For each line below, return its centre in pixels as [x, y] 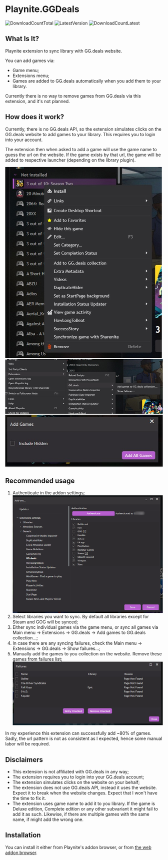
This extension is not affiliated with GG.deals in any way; [70, 771]
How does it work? [35, 117]
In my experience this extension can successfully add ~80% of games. [78, 733]
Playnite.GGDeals [42, 9]
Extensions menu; [31, 76]
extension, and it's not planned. [37, 101]
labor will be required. [27, 744]
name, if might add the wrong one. [48, 819]
